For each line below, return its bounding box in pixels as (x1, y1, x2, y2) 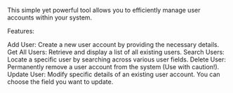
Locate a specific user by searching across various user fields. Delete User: (7, 55, 227, 64)
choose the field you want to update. (7, 78, 114, 86)
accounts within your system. (7, 13, 93, 22)
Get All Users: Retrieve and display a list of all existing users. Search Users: (7, 48, 225, 56)
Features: (7, 27, 35, 35)
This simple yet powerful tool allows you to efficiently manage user (7, 6, 201, 14)
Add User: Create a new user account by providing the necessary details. (7, 41, 220, 48)
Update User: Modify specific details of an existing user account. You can (7, 70, 220, 78)
